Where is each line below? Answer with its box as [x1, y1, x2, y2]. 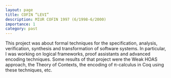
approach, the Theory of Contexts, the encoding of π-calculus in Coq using [5, 62, 164, 68]
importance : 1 [5, 21, 36, 27]
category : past [5, 26, 38, 31]
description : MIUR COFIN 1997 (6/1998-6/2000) [5, 17, 106, 22]
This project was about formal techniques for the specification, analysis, [5, 40, 158, 46]
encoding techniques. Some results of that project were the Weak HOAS [5, 56, 158, 62]
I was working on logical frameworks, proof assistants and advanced [5, 51, 151, 57]
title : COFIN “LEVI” [5, 12, 50, 17]
